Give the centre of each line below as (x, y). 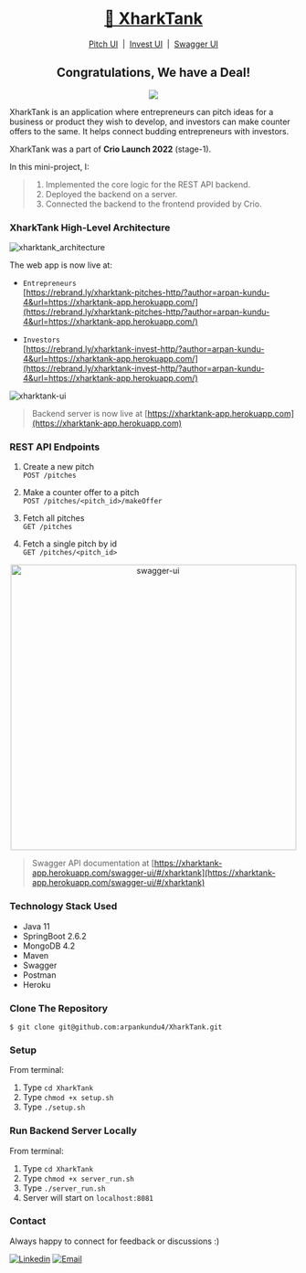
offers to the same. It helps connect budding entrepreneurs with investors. (149, 131)
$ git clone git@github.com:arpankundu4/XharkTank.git (116, 1027)
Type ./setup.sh (54, 1107)
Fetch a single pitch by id (69, 544)
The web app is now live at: (61, 265)
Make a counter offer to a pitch (81, 493)
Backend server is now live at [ (90, 414)
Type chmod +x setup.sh (68, 1098)
